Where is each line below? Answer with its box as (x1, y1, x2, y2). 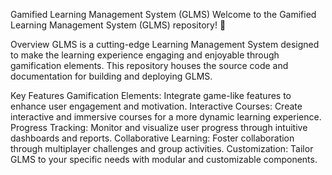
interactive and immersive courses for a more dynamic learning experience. (10, 111, 322, 123)
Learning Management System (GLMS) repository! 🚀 (10, 19, 227, 31)
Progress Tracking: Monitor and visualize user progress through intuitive (10, 122, 308, 133)
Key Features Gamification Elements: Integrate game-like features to (10, 90, 292, 101)
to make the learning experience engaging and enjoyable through (10, 49, 280, 61)
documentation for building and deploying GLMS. (10, 70, 213, 82)
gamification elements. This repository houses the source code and (10, 60, 289, 71)
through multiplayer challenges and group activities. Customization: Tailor (10, 143, 314, 154)
